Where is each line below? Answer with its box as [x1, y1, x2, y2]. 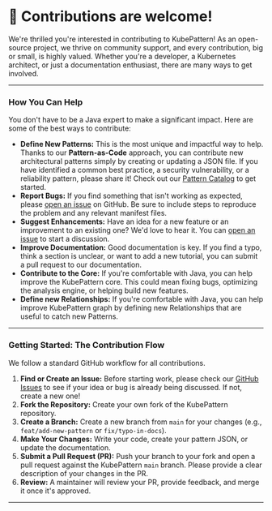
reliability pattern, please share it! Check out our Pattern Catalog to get [19, 174, 257, 183]
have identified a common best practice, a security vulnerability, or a [19, 165, 249, 175]
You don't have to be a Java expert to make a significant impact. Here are [8, 115, 253, 125]
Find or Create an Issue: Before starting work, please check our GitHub [19, 373, 259, 384]
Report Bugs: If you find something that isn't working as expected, [19, 191, 243, 201]
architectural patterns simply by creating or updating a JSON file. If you [19, 157, 258, 166]
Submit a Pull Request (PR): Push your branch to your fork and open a [19, 451, 256, 461]
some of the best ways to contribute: [8, 123, 131, 133]
